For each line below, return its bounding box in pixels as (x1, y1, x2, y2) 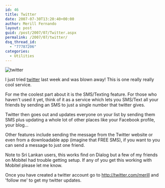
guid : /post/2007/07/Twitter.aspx (5, 30, 77, 35)
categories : (5, 49, 30, 54)
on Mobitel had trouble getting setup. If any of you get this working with (5, 157, 152, 163)
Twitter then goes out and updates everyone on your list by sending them (5, 112, 156, 118)
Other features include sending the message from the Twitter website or (5, 132, 153, 138)
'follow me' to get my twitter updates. (5, 177, 82, 184)
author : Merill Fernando (5, 21, 57, 26)
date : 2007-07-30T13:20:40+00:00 (5, 16, 75, 21)
